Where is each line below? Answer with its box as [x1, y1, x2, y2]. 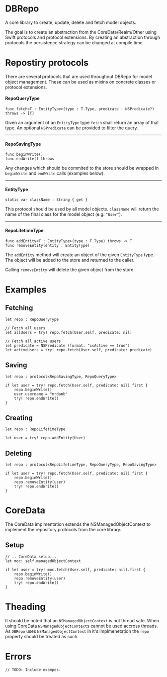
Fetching [5, 304, 33, 312]
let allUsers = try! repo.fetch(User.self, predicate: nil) [5, 330, 133, 335]
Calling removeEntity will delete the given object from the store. [5, 267, 135, 273]
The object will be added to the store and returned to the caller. [5, 257, 135, 263]
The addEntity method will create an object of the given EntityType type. [5, 252, 155, 258]
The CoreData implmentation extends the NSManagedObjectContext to [5, 521, 151, 527]
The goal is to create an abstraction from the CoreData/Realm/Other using [5, 29, 157, 35]
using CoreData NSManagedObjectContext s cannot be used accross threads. [5, 623, 158, 629]
